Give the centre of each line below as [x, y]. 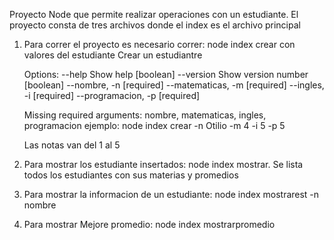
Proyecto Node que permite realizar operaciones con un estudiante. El [154, 14]
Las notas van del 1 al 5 [72, 145]
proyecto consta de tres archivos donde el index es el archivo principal [155, 25]
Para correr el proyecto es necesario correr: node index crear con [159, 44]
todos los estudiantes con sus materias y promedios [131, 175]
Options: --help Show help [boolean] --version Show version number [166, 74]
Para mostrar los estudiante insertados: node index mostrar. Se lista [163, 164]
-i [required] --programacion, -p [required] [112, 95]
